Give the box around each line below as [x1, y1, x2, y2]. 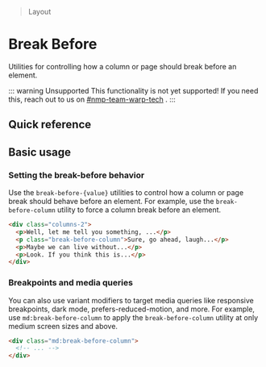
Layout [27, 7, 52, 16]
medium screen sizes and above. [8, 321, 118, 331]
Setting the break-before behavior [8, 169, 145, 181]
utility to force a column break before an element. [57, 205, 222, 215]
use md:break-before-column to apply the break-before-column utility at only [8, 312, 259, 322]
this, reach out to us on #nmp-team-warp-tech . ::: [8, 94, 176, 104]
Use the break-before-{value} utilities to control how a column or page [8, 188, 244, 198]
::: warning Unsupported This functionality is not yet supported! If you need [8, 85, 259, 95]
